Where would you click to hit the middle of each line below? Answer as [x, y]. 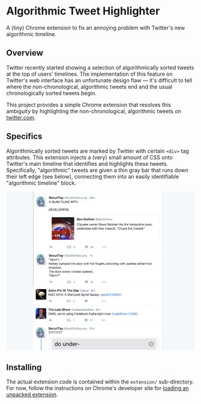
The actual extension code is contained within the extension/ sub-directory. [100, 382]
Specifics [24, 136]
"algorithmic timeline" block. [41, 183]
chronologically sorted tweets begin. [52, 93]
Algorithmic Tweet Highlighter [83, 11]
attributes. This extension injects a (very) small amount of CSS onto [89, 157]
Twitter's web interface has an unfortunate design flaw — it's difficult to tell [99, 80]
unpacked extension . [32, 394]
